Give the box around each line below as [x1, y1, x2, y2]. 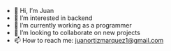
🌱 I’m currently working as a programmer [13, 21, 132, 29]
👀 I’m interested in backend [13, 14, 93, 22]
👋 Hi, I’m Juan [13, 7, 54, 14]
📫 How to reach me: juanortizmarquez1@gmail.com [13, 37, 164, 44]
